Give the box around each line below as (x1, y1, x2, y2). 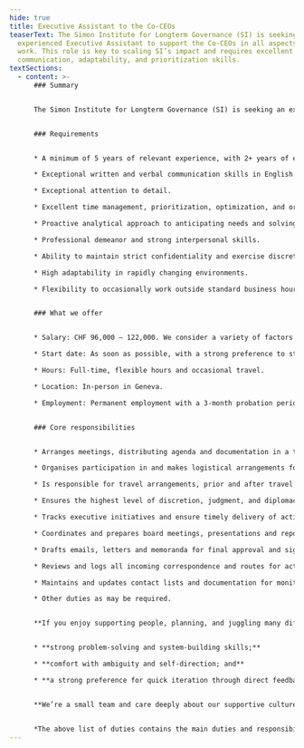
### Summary (33, 81, 79, 90)
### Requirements (33, 129, 100, 139)
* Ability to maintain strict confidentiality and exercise (33, 251, 265, 261)
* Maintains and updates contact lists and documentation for (33, 578, 273, 588)
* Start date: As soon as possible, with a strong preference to (33, 350, 285, 359)
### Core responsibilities (33, 423, 136, 432)
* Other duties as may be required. (33, 595, 172, 604)
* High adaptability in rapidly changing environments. (33, 268, 249, 277)
